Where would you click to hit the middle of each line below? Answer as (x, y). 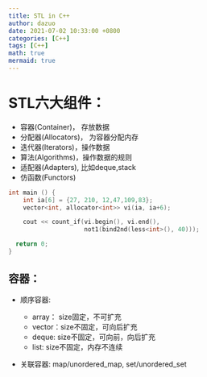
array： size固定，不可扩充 (77, 317)
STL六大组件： (57, 104)
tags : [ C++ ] (28, 46)
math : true (27, 53)
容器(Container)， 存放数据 (65, 126)
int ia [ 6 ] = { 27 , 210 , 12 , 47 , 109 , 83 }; (88, 200)
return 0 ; (32, 244)
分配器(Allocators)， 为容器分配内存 (79, 137)
